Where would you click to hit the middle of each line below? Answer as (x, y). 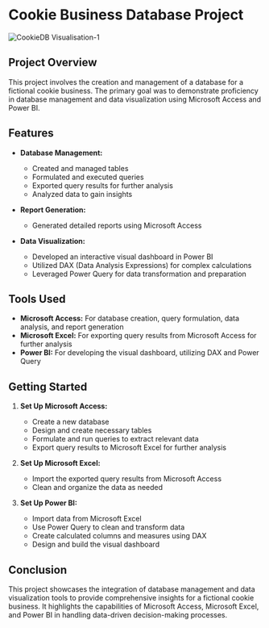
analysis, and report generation (72, 327)
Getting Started (48, 386)
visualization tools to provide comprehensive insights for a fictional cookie (131, 598)
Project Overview (53, 63)
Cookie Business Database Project (126, 15)
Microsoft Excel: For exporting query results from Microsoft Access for (138, 336)
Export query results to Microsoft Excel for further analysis (129, 448)
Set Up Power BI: (49, 503)
